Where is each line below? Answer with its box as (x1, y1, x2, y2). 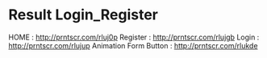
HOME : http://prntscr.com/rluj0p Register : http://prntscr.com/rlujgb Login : (8, 32, 260, 42)
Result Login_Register (8, 6, 159, 24)
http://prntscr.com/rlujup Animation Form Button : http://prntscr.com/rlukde (8, 40, 258, 50)
